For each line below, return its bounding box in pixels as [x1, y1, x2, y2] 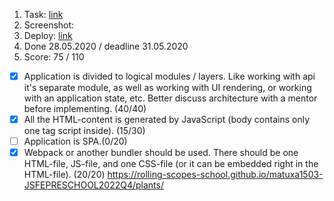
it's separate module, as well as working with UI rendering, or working [23, 82, 312, 94]
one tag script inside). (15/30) [23, 125, 146, 137]
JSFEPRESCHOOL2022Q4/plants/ [23, 179, 164, 191]
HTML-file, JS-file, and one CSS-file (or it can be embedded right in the [23, 158, 319, 170]
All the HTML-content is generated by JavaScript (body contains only [23, 114, 311, 126]
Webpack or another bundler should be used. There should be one [23, 147, 299, 159]
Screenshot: [23, 19, 75, 31]
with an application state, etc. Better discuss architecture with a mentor [23, 92, 318, 104]
